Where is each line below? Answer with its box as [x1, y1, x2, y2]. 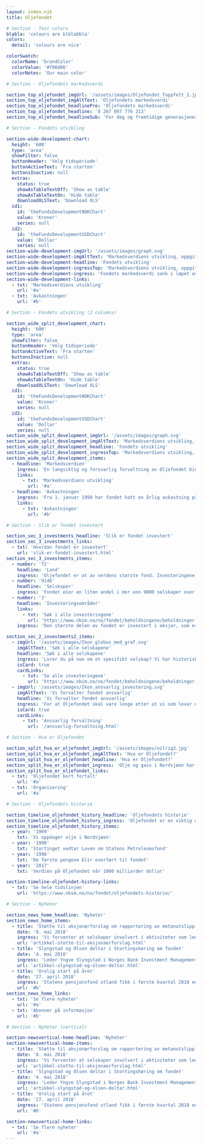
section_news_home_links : [6, 990, 71, 997]
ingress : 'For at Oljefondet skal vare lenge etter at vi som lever [17, 701, 192, 707]
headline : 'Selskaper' [17, 584, 74, 590]
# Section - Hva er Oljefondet [6, 735, 85, 741]
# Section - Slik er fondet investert [6, 522, 103, 528]
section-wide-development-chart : [6, 136, 90, 142]
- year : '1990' [11, 840, 50, 846]
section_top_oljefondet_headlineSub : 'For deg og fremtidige [6, 114, 163, 120]
